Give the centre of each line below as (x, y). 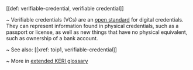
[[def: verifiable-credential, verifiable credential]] (65, 8)
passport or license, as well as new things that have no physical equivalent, (97, 32)
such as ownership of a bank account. (52, 38)
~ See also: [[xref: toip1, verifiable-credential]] (61, 50)
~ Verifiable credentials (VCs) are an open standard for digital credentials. (95, 20)
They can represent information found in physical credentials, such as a (92, 26)
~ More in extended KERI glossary (47, 61)
